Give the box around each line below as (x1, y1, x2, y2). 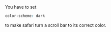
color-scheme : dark (5, 14, 45, 18)
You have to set (5, 4, 37, 10)
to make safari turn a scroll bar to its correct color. (5, 22, 107, 28)
